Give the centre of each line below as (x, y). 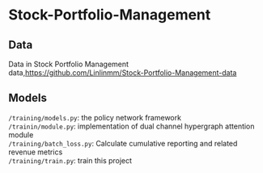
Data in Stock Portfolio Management (69, 64)
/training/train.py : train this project (70, 160)
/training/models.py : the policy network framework (95, 117)
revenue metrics (36, 152)
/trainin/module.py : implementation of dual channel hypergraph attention (131, 126)
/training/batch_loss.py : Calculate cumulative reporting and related (123, 143)
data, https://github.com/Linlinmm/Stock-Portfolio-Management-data (123, 73)
